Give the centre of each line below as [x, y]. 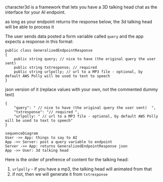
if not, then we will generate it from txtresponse [60, 174]
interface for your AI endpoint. [35, 12]
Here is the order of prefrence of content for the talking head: [67, 160]
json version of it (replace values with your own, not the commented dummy [81, 89]
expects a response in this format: [39, 41]
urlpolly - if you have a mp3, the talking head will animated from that [82, 169]
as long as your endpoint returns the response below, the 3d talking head [79, 22]
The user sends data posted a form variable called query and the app [74, 36]
